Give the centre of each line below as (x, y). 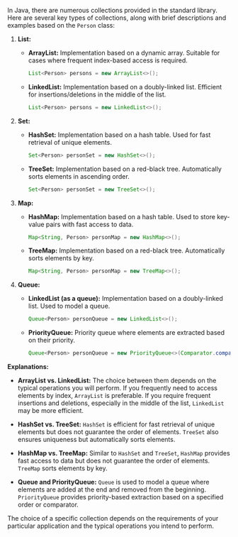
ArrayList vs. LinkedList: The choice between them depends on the (117, 380)
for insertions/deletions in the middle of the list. (97, 94)
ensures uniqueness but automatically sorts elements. (96, 439)
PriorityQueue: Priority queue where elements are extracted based (126, 333)
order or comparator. (48, 504)
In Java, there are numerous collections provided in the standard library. (112, 10)
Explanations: (28, 367)
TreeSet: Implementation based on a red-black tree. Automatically (125, 169)
